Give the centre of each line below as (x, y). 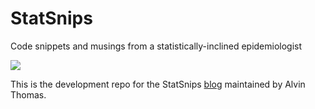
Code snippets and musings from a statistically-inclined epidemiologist (156, 46)
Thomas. (28, 94)
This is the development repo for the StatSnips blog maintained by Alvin (158, 84)
